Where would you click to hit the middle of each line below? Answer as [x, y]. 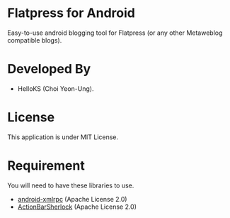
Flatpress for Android [71, 13]
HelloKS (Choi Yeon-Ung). [56, 88]
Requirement [46, 165]
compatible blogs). [35, 40]
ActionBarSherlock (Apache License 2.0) [77, 207]
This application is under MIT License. [63, 137]
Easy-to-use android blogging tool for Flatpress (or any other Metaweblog [115, 33]
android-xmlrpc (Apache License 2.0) [72, 199]
